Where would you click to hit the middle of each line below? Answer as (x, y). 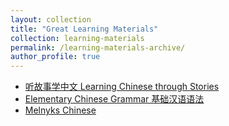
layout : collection (51, 19)
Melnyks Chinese (60, 110)
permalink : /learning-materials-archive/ (98, 47)
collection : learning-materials (77, 38)
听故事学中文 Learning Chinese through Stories (122, 87)
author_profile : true (55, 57)
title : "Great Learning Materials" (84, 29)
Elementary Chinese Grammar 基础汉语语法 (114, 99)
